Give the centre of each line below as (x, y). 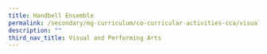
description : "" (35, 30)
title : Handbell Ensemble (51, 15)
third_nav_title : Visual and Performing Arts (85, 38)
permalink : (26, 23)
